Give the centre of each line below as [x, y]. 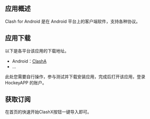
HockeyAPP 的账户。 [26, 83]
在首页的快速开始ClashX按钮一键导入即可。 [48, 112]
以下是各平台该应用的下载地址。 [37, 51]
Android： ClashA [29, 61]
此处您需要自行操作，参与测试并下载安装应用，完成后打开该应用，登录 [75, 76]
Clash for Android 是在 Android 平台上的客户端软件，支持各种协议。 [73, 21]
